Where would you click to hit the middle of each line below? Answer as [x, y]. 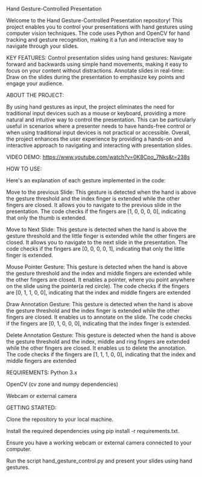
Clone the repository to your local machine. [60, 419]
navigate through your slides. [43, 46]
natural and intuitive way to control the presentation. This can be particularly [101, 120]
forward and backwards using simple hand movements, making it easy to [97, 64]
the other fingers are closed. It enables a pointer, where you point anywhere [100, 280]
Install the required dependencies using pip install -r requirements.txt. [93, 431]
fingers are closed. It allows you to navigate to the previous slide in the [94, 205]
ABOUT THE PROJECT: [35, 95]
